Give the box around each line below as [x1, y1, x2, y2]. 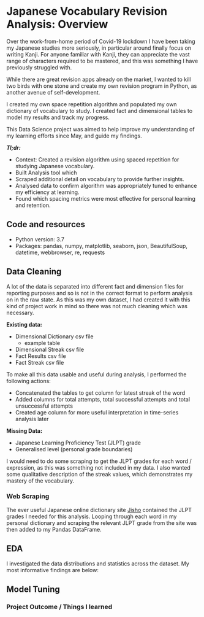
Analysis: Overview [6, 17, 108, 31]
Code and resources [6, 219, 86, 230]
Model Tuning [6, 584, 60, 595]
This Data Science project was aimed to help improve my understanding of [6, 125, 195, 133]
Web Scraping [6, 492, 50, 501]
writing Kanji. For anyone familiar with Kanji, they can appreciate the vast [6, 50, 190, 58]
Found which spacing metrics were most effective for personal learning [15, 195, 196, 202]
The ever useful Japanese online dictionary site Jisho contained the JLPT [6, 506, 192, 513]
